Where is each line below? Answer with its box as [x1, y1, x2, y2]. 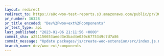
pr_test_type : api [4, 25, 42, 30]
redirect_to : [4, 12, 31, 17]
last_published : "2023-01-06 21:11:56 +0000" [4, 30, 99, 35]
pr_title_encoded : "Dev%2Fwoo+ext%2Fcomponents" [4, 20, 106, 26]
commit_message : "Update [4, 39, 55, 44]
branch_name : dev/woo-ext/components [4, 43, 82, 48]
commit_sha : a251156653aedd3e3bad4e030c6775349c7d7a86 [4, 35, 119, 39]
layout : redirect [4, 7, 40, 12]
